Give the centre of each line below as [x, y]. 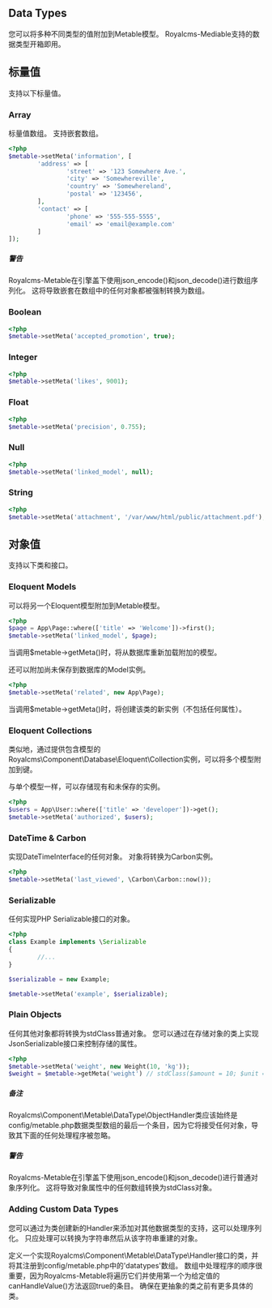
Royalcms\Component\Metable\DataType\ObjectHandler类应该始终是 [123, 1115]
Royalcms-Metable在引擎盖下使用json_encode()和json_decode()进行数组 [130, 281]
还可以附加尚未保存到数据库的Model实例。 [79, 670]
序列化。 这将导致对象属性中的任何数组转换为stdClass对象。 [116, 1188]
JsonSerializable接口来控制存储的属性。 [75, 1043]
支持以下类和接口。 [40, 565]
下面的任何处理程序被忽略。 [68, 1135]
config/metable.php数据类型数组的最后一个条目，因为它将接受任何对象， [130, 1126]
